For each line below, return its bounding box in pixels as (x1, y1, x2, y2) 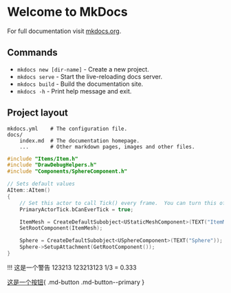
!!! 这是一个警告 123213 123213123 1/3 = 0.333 (7, 263, 137, 272)
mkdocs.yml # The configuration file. (7, 125, 128, 132)
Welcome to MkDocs (7, 4, 129, 20)
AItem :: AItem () (7, 187, 51, 194)
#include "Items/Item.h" (7, 155, 78, 162)
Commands (7, 47, 58, 58)
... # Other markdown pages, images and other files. (19, 143, 195, 150)
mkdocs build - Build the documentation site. (16, 80, 144, 88)
